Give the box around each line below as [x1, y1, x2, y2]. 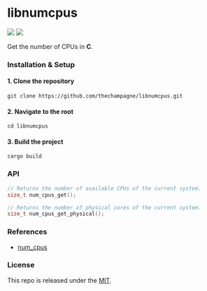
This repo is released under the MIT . [7, 276, 112, 284]
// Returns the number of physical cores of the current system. [7, 204, 201, 211]
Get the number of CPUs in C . [7, 42, 93, 50]
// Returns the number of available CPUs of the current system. [7, 185, 201, 192]
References [7, 227, 48, 237]
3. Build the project [7, 137, 64, 146]
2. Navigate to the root [7, 107, 73, 116]
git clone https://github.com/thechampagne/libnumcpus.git [7, 93, 183, 100]
